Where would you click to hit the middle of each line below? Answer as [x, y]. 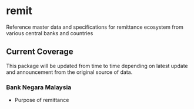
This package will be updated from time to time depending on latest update [97, 66]
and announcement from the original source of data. [69, 72]
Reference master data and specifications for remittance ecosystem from [95, 27]
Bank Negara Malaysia [39, 87]
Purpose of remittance [42, 100]
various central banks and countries [50, 33]
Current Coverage [40, 52]
